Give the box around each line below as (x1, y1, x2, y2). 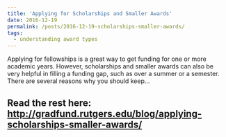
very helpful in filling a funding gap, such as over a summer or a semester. (7, 70, 220, 78)
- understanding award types (13, 36, 98, 43)
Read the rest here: (7, 97, 92, 109)
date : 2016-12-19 (7, 17, 58, 24)
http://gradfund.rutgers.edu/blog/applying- (7, 108, 202, 120)
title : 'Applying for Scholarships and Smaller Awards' (7, 10, 172, 17)
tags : (7, 29, 23, 37)
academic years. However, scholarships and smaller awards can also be (7, 62, 214, 71)
